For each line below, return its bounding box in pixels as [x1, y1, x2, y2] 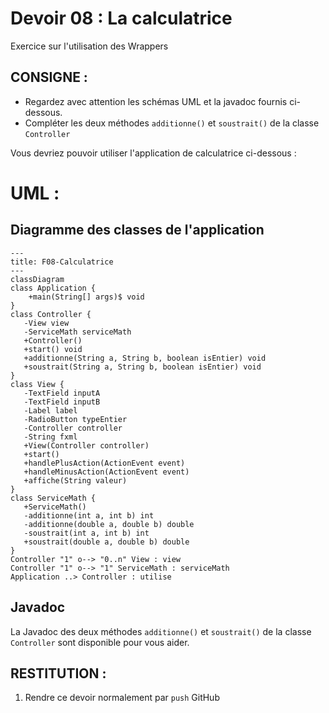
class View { [10, 379, 65, 389]
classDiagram [10, 274, 65, 284]
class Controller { [10, 309, 92, 319]
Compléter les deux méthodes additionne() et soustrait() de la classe [24, 117, 320, 129]
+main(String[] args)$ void [28, 292, 145, 302]
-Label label [23, 405, 78, 416]
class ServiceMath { [10, 493, 97, 503]
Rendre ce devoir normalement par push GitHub [24, 692, 220, 704]
